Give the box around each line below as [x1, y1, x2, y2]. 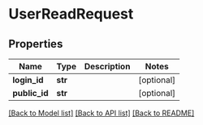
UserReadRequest [8, 5, 134, 23]
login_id [12, 74, 44, 85]
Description [84, 61, 131, 72]
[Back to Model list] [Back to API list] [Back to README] [8, 108, 195, 118]
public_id [12, 88, 49, 98]
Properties [8, 37, 63, 51]
